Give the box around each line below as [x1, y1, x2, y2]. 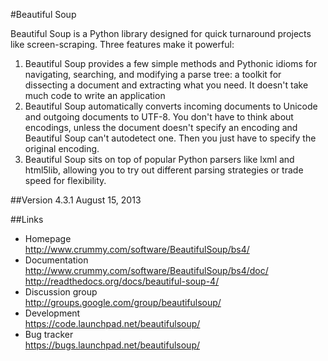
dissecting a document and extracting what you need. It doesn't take [24, 79, 309, 91]
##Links [10, 214, 44, 225]
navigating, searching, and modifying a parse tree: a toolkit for [24, 69, 282, 80]
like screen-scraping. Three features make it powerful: [10, 39, 235, 50]
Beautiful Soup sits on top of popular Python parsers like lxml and [24, 154, 295, 165]
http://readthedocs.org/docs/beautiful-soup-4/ [24, 275, 220, 287]
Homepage [24, 233, 72, 244]
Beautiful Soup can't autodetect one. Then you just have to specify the [24, 132, 317, 144]
